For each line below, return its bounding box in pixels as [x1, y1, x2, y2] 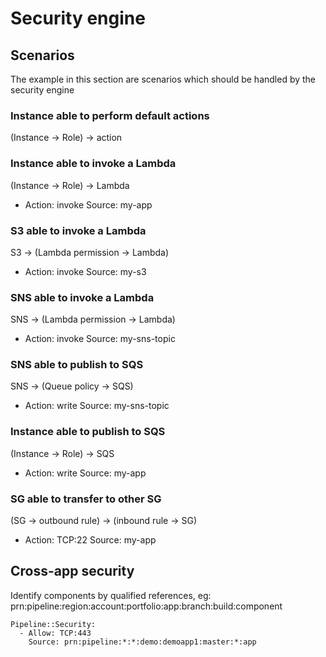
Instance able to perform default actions [10, 108, 210, 122]
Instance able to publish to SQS [10, 425, 166, 439]
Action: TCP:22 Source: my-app [24, 534, 157, 546]
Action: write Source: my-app [24, 467, 147, 479]
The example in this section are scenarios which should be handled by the [10, 73, 317, 85]
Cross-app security [10, 563, 135, 580]
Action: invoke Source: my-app [24, 198, 153, 211]
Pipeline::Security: [10, 619, 97, 629]
